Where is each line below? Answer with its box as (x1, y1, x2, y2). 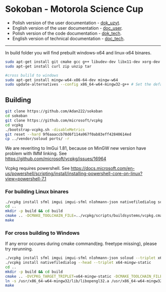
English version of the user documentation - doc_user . (12, 25, 123, 31)
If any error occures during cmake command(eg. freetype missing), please (5, 241, 157, 247)
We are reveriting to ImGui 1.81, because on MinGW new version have (5, 145, 147, 151)
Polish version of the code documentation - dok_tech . (12, 30, 122, 36)
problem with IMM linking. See (5, 151, 67, 157)
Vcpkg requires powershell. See (5, 166, 70, 171)
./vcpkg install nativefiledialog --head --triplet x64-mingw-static (5, 260, 152, 265)
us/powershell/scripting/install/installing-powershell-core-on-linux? (5, 170, 143, 176)
